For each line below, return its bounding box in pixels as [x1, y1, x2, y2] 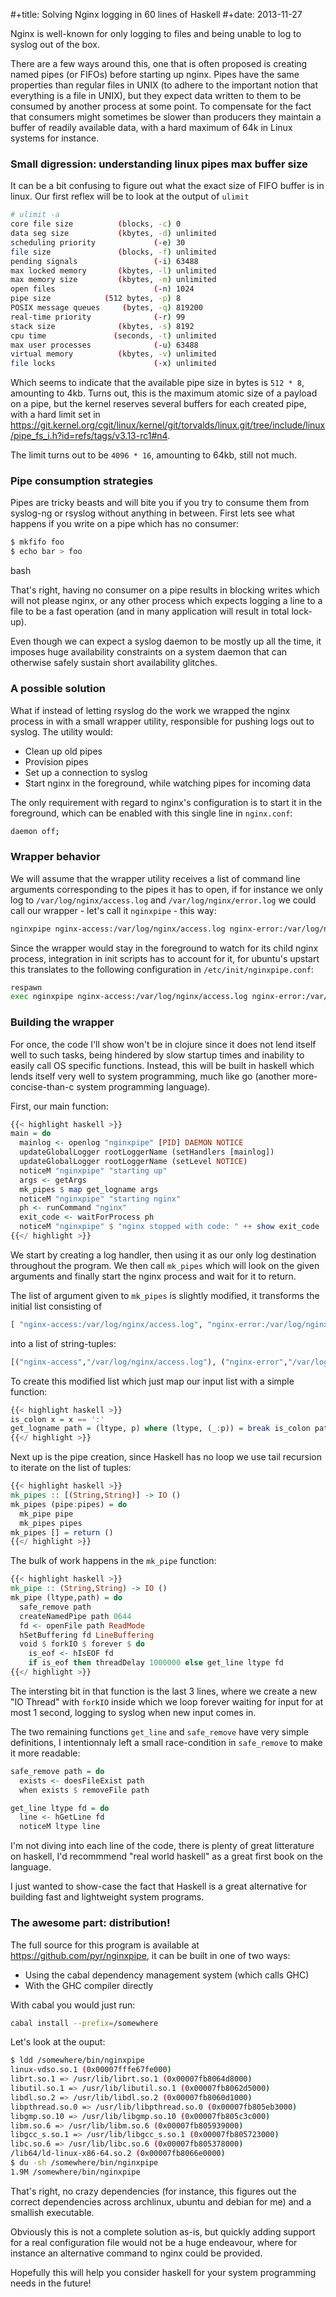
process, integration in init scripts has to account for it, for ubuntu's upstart [10, 952, 320, 964]
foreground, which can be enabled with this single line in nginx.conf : [10, 807, 293, 819]
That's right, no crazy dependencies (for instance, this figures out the [10, 2185, 297, 2197]
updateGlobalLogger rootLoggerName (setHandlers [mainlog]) [19, 1147, 275, 1158]
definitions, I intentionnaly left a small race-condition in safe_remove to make [10, 1736, 323, 1748]
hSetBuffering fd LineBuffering [19, 1630, 155, 1640]
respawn [10, 982, 43, 993]
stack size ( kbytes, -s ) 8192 [10, 321, 195, 331]
